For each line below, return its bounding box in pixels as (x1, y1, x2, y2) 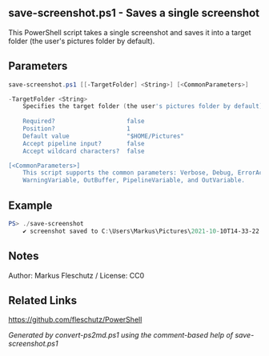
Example (8, 198, 53, 212)
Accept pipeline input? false (22, 139, 146, 147)
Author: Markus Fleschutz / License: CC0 (8, 270, 145, 280)
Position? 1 (22, 125, 130, 133)
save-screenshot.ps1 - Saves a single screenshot (8, 6, 260, 20)
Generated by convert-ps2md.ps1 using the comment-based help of (8, 330, 234, 340)
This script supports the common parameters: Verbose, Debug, (22, 169, 235, 177)
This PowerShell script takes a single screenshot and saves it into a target (8, 27, 251, 37)
